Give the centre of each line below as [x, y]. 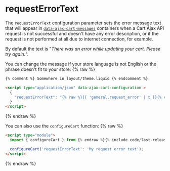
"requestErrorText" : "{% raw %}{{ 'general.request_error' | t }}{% [88, 97]
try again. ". [17, 54]
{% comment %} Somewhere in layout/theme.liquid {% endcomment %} [77, 78]
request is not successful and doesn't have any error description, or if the [82, 33]
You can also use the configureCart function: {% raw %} [64, 126]
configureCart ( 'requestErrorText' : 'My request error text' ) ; [77, 149]
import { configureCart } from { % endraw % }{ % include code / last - [81, 140]
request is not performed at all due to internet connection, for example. [79, 39]
